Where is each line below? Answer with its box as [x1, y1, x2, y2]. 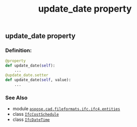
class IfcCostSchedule [12, 111, 59, 117]
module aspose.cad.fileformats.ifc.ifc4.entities [12, 106, 120, 112]
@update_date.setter [5, 73, 49, 78]
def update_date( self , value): [5, 77, 71, 82]
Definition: [5, 47, 32, 54]
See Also [5, 94, 28, 101]
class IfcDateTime [12, 116, 50, 122]
